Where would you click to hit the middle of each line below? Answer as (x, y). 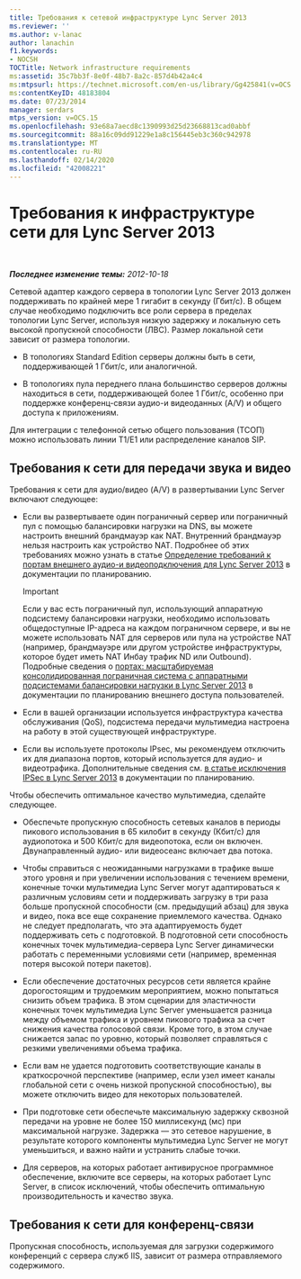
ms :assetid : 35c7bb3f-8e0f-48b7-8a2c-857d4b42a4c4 (106, 77)
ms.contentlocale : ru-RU (56, 151)
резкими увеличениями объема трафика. (102, 1049)
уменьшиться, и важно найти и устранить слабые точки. (131, 1150)
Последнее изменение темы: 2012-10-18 (89, 275)
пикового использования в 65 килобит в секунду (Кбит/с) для (141, 832)
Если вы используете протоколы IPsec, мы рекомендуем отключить (154, 749)
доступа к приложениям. (71, 413)
